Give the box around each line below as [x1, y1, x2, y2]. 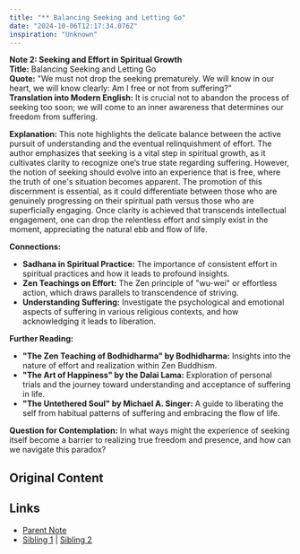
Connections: [9, 241, 61, 252]
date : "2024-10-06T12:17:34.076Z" [9, 22, 139, 30]
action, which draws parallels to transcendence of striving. [21, 288, 239, 299]
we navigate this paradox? [9, 445, 107, 455]
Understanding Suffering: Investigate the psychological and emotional [21, 297, 285, 307]
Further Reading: [9, 333, 74, 344]
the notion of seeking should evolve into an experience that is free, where [9, 167, 281, 177]
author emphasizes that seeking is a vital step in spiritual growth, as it [9, 148, 266, 159]
